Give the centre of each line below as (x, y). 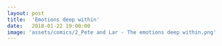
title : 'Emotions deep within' (53, 20)
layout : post (26, 13)
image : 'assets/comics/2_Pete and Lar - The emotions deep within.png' (112, 32)
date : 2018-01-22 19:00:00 (49, 26)
